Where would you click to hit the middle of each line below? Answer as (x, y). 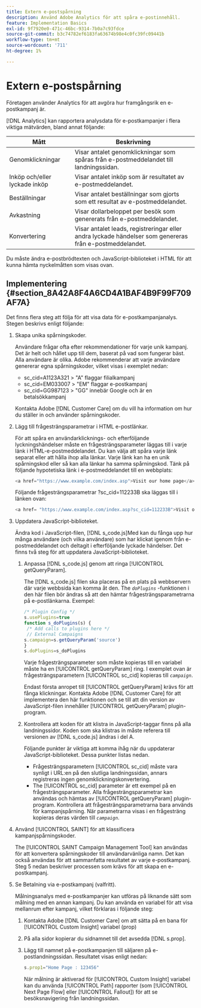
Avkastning (25, 215)
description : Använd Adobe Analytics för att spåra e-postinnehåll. (93, 17)
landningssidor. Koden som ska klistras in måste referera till (97, 730)
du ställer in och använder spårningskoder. (68, 415)
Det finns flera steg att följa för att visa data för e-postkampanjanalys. (92, 317)
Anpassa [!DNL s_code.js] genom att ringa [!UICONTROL (94, 564)
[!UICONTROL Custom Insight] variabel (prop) (80, 927)
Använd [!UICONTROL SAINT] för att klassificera (74, 829)
